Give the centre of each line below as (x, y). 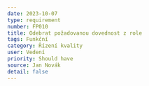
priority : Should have (40, 59)
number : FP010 (28, 26)
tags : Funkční (28, 40)
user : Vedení (26, 53)
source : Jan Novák (34, 65)
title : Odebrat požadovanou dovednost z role (74, 33)
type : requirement (34, 20)
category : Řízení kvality (45, 46)
